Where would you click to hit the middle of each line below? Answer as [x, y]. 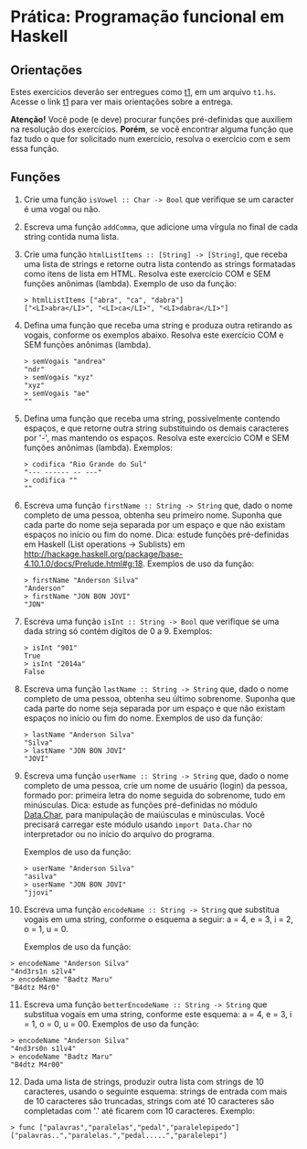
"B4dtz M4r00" [37, 1064]
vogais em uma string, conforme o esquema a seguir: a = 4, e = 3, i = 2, [158, 919]
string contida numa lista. [71, 236]
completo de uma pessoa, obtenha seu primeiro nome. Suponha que [153, 515]
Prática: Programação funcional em [148, 17]
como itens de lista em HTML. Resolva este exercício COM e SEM [147, 274]
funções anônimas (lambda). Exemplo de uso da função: [130, 283]
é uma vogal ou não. [62, 209]
